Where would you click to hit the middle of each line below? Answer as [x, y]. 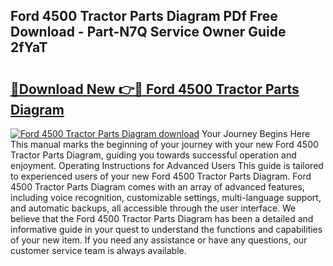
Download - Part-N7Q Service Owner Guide [148, 32]
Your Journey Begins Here [256, 133]
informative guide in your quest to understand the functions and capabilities [166, 229]
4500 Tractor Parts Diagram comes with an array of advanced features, [157, 187]
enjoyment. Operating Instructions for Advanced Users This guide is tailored [167, 165]
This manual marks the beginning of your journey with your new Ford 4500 [164, 144]
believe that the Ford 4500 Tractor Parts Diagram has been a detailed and [162, 218]
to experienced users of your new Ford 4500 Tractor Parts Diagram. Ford [161, 176]
